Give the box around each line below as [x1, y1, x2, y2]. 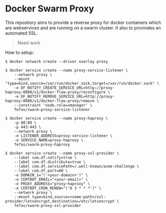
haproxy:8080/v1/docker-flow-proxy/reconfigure [5, 89, 106, 95]
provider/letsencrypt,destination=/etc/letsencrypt [5, 199, 115, 204]
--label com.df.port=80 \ [14, 168, 68, 173]
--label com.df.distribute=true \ [14, 159, 86, 165]
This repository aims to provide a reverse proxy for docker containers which [5, 19, 161, 25]
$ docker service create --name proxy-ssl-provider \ [5, 151, 120, 156]
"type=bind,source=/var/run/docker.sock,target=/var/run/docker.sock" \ [5, 81, 160, 86]
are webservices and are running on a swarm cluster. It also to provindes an [5, 24, 161, 30]
